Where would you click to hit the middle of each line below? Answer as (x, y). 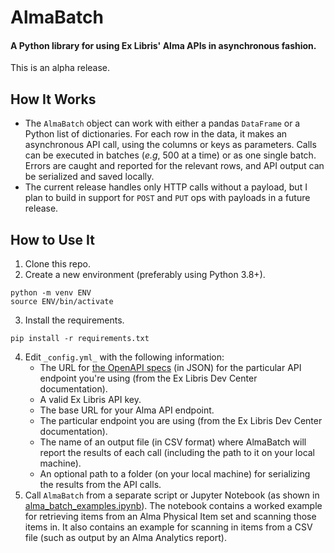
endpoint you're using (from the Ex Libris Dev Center (148, 378)
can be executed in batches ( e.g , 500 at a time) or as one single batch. (170, 155)
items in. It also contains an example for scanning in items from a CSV (168, 527)
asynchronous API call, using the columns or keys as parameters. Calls (170, 145)
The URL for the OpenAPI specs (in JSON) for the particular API (170, 368)
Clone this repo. (57, 264)
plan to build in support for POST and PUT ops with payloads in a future (167, 198)
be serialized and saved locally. (89, 177)
